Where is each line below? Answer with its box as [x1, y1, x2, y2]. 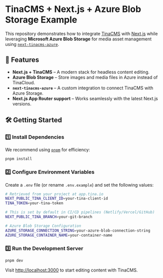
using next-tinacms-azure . [5, 41, 59, 47]
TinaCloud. [12, 79, 35, 85]
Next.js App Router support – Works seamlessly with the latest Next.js [12, 95, 158, 101]
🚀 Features [5, 56, 39, 64]
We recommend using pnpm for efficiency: [5, 147, 90, 153]
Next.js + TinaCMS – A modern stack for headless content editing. [12, 69, 150, 75]
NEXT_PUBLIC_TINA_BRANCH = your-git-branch [5, 215, 93, 220]
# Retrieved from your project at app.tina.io [5, 191, 104, 197]
